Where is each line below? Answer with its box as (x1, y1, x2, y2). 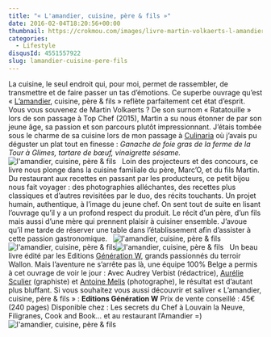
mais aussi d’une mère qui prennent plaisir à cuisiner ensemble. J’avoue (8, 216, 248, 226)
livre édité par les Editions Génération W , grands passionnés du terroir (8, 251, 241, 260)
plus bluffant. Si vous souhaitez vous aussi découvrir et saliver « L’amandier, (8, 284, 262, 295)
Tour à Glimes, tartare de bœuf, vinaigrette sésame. (8, 147, 181, 158)
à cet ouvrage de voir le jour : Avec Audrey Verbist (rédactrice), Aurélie (8, 267, 244, 277)
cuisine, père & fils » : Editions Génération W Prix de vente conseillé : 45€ (8, 293, 256, 303)
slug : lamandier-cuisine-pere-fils (8, 57, 128, 65)
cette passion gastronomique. (8, 234, 107, 243)
